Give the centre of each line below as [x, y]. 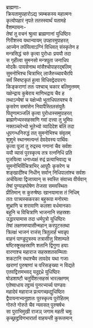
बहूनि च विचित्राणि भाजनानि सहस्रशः [38, 212]
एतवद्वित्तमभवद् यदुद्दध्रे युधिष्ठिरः [33, 272]
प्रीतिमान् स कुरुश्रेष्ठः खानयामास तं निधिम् [43, 193]
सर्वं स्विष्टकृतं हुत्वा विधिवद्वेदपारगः [36, 80]
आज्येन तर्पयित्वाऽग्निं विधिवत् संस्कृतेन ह [42, 47]
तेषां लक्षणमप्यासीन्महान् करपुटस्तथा [38, 225]
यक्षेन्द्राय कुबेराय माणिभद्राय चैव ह [35, 93]
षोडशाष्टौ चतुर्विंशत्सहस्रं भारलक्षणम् [37, 278]
